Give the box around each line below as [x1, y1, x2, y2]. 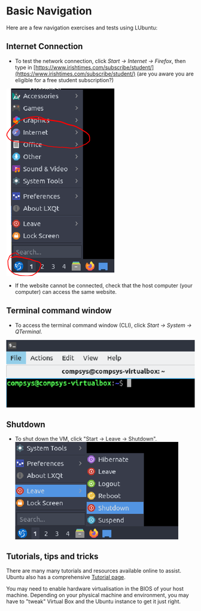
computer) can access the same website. [14, 288, 117, 295]
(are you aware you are [136, 70, 194, 77]
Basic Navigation [6, 4, 93, 18]
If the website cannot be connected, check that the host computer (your [14, 282, 193, 289]
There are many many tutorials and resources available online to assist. [6, 567, 181, 574]
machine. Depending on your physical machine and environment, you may [6, 592, 190, 599]
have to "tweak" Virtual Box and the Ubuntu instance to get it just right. [6, 598, 181, 605]
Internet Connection [6, 41, 83, 52]
